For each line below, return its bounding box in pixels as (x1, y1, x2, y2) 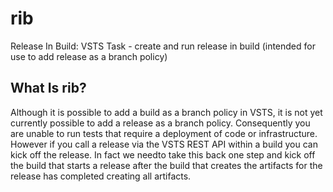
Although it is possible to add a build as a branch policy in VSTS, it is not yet (10, 106, 323, 118)
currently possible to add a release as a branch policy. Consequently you (10, 117, 311, 129)
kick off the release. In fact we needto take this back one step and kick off (10, 148, 316, 161)
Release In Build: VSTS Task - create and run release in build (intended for (10, 40, 316, 52)
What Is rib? (10, 80, 87, 97)
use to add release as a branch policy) (10, 50, 168, 62)
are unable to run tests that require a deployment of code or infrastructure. (10, 127, 318, 139)
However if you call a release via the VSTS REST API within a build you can (10, 138, 318, 150)
